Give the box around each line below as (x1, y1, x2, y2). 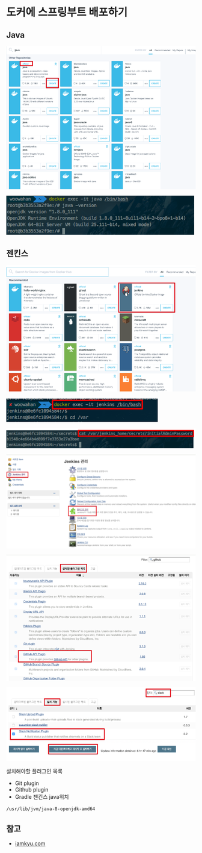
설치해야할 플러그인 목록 (6, 767, 63, 775)
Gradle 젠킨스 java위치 (14, 793, 69, 800)
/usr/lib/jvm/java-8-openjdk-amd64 (6, 805, 96, 812)
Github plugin (14, 786, 49, 793)
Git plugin (14, 780, 39, 787)
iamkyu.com (14, 840, 46, 847)
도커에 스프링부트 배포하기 (6, 5, 128, 19)
